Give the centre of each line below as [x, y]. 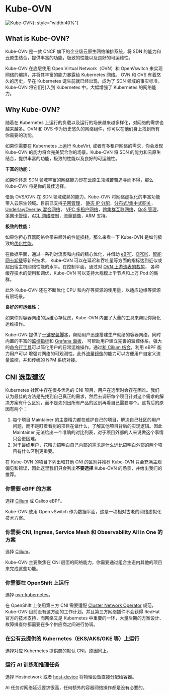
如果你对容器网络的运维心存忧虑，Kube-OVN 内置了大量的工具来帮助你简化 [83, 317]
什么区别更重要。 [39, 451]
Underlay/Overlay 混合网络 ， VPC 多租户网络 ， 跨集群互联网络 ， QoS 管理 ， [83, 209]
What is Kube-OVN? [37, 39]
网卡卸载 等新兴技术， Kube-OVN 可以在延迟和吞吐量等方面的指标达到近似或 [84, 260]
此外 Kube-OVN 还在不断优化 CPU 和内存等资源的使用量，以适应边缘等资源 [83, 290]
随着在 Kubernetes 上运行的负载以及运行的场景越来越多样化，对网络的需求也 [84, 122]
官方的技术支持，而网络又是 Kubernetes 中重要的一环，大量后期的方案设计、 [84, 618]
